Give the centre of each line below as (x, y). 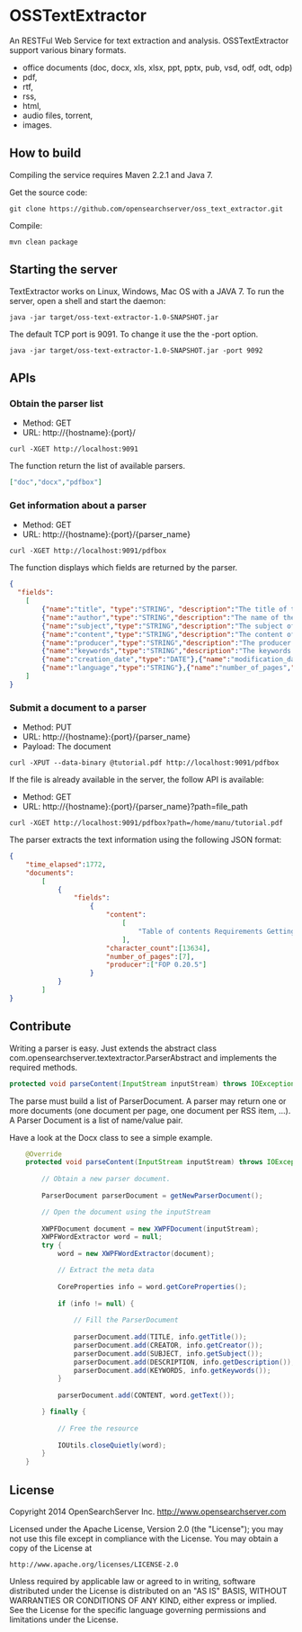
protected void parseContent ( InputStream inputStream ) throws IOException (152, 1084)
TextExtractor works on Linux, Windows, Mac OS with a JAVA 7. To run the (147, 291)
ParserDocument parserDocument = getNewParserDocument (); (152, 1196)
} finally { (64, 1412)
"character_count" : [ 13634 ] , (158, 948)
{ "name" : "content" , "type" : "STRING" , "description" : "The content (162, 634)
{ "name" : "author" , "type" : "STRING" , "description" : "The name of (160, 617)
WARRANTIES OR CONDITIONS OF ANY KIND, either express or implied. (143, 1600)
